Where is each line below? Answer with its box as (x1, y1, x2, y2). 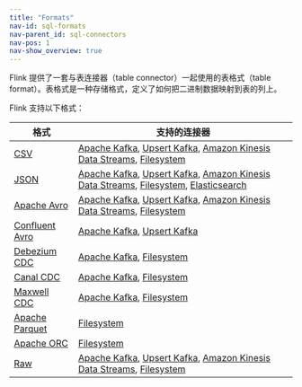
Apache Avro (13, 199, 69, 212)
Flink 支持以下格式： (9, 102, 84, 113)
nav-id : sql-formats (9, 22, 87, 31)
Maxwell (13, 286, 49, 298)
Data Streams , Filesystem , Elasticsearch (77, 179, 247, 191)
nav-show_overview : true (9, 47, 102, 56)
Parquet (13, 322, 48, 335)
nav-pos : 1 (9, 38, 50, 48)
